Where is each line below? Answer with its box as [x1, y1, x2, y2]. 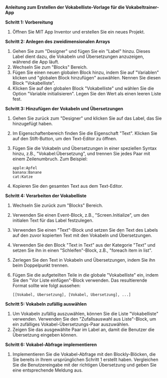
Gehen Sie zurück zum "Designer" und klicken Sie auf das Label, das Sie [12, 115, 162, 121]
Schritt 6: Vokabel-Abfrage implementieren [5, 342, 97, 348]
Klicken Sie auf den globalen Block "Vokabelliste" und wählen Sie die [12, 85, 155, 91]
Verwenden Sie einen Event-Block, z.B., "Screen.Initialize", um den [12, 212, 150, 218]
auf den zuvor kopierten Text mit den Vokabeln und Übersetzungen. [12, 232, 152, 238]
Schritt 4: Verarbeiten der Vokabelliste [5, 193, 87, 199]
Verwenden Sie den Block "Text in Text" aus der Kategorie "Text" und [12, 242, 156, 248]
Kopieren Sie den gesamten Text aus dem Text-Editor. [12, 183, 123, 189]
